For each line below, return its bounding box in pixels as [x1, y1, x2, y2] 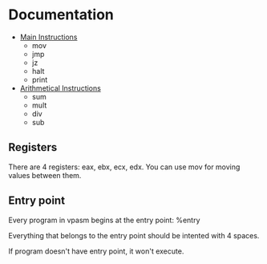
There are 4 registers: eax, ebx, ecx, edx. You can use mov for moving [8, 162, 241, 172]
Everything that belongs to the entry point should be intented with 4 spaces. [8, 230, 260, 240]
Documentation [8, 6, 115, 24]
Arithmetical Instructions [19, 83, 102, 93]
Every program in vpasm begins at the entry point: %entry [8, 215, 200, 225]
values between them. [8, 170, 82, 180]
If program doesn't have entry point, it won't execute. [8, 246, 184, 256]
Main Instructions [19, 32, 78, 42]
